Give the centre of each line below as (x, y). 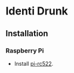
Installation (27, 33)
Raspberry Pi (25, 51)
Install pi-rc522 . (34, 63)
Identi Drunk (37, 11)
